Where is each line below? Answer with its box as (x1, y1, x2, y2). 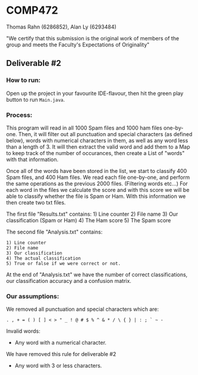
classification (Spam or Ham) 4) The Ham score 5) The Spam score (6, 216, 171, 223)
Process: (6, 111, 33, 119)
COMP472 (6, 4, 58, 17)
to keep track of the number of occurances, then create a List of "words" (6, 149, 185, 156)
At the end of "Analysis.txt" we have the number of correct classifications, (6, 271, 188, 278)
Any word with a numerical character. (14, 339, 107, 346)
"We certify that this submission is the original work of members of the (6, 34, 180, 42)
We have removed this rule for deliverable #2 (6, 351, 117, 358)
